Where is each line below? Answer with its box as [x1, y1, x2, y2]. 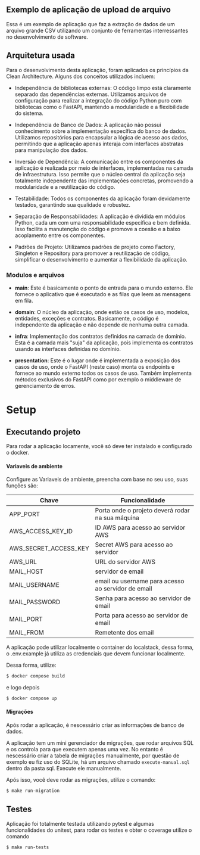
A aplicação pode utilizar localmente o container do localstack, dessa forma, [6, 643, 194, 651]
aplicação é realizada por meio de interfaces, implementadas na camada [14, 164, 193, 172]
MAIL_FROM [9, 629, 45, 637]
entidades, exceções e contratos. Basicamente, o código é [14, 315, 159, 322]
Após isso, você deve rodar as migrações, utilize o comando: [6, 776, 156, 784]
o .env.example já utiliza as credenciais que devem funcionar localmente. [6, 650, 186, 657]
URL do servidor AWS [95, 558, 156, 566]
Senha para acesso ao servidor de [95, 594, 191, 602]
